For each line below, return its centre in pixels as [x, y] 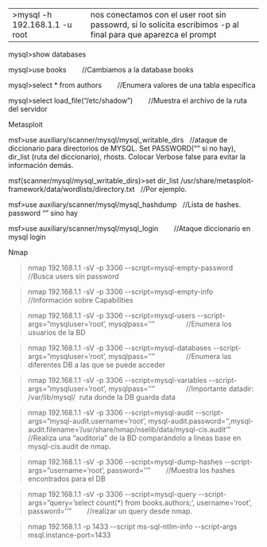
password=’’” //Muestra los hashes [171, 470]
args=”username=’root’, [66, 470]
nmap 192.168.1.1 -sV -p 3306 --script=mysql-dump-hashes [125, 462]
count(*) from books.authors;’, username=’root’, [174, 502]
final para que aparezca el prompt [153, 35]
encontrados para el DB [66, 479]
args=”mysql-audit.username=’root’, [87, 421]
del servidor [28, 109]
